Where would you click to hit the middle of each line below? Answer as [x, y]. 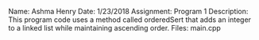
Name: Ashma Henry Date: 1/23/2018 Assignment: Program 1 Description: [128, 11]
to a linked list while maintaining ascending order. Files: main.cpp [114, 28]
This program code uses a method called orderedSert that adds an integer [130, 20]
